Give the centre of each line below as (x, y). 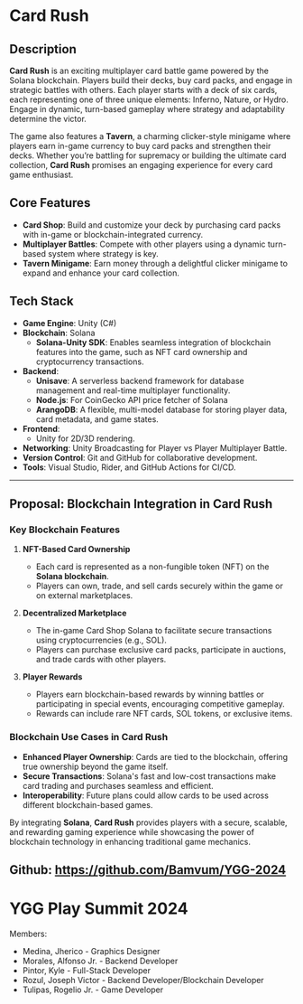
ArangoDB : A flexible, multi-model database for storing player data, (161, 409)
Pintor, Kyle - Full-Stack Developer (87, 970)
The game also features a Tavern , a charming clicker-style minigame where (150, 136)
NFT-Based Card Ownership (76, 549)
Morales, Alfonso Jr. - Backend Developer (100, 961)
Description (43, 49)
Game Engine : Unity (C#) (69, 323)
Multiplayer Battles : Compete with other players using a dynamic (144, 244)
